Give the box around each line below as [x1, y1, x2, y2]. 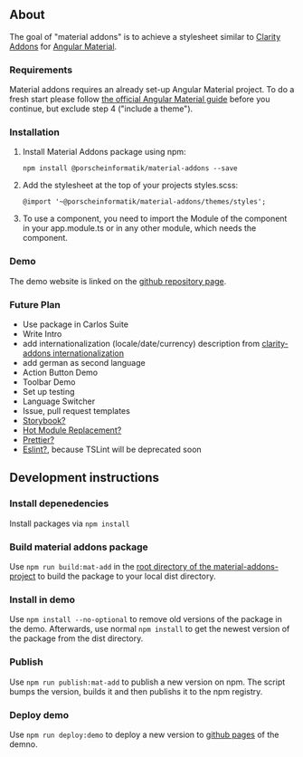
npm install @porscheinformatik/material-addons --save [22, 164, 238, 173]
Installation [9, 126, 61, 139]
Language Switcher [22, 396, 96, 407]
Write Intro [22, 329, 62, 339]
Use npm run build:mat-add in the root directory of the [9, 561, 212, 571]
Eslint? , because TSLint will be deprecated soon [22, 444, 202, 455]
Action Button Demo [22, 367, 99, 378]
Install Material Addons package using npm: [22, 147, 187, 158]
